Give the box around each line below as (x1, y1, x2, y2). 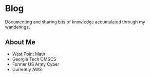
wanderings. (5, 24, 30, 30)
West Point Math (12, 51, 45, 57)
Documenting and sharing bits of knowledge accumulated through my (5, 19, 145, 25)
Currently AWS (12, 66, 42, 72)
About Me (5, 38, 36, 46)
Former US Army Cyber (12, 61, 59, 67)
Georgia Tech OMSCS (12, 56, 56, 62)
